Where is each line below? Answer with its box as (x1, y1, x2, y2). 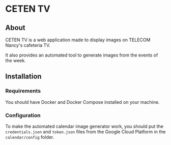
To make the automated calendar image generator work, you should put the (5, 123, 164, 129)
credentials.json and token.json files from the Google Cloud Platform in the (5, 128, 166, 135)
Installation (5, 72, 42, 81)
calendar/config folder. (5, 134, 54, 140)
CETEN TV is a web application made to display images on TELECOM (5, 37, 151, 43)
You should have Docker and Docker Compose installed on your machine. (5, 99, 160, 105)
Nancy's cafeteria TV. (5, 42, 51, 48)
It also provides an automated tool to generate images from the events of (5, 52, 158, 58)
